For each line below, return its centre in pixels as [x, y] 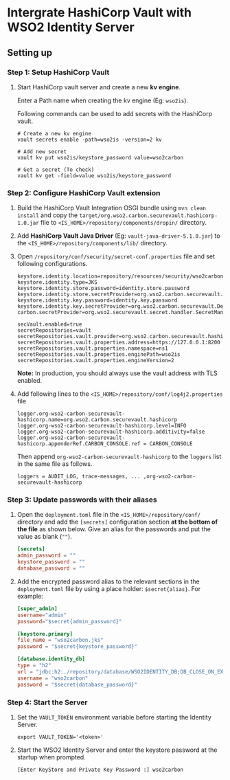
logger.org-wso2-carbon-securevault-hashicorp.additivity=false [111, 432]
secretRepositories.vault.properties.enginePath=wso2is [99, 355]
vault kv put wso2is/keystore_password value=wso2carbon [100, 157]
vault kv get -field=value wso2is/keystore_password [94, 176]
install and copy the [47, 215]
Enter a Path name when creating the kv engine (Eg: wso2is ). [103, 100]
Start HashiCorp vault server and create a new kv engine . [99, 87]
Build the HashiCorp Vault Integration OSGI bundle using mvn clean [111, 208]
